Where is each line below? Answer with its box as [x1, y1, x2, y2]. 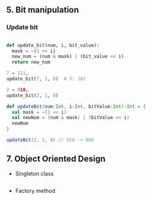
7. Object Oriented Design [6, 154, 106, 164]
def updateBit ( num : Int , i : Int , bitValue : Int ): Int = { [6, 103, 147, 109]
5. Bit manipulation [6, 5, 79, 15]
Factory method [15, 187, 56, 194]
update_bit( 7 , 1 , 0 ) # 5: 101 [6, 76, 86, 82]
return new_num [12, 59, 51, 66]
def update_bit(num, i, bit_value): [6, 42, 100, 48]
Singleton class [15, 170, 54, 177]
